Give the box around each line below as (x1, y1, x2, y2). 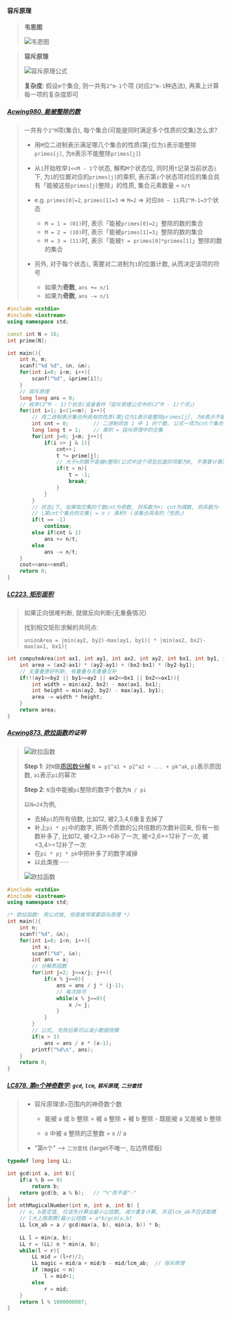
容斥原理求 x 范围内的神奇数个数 (34, 1100, 122, 1108)
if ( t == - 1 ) (32, 516, 67, 524)
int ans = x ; (32, 956, 69, 963)
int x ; (32, 943, 51, 950)
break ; (68, 478, 88, 485)
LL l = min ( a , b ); (19, 1234, 72, 1241)
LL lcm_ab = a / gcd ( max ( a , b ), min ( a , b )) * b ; (19, 1221, 162, 1228)
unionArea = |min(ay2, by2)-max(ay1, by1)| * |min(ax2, (23, 637, 188, 645)
